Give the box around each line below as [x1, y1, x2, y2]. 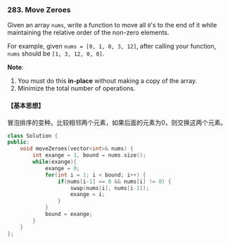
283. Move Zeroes [7, 5, 71, 15]
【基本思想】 [7, 101, 44, 110]
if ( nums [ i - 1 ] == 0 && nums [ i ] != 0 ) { [57, 178, 172, 185]
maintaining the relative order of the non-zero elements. [7, 28, 170, 37]
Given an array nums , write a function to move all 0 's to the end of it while [7, 21, 217, 30]
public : [7, 139, 30, 146]
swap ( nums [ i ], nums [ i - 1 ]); [70, 184, 150, 191]
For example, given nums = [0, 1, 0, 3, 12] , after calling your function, [7, 42, 217, 51]
